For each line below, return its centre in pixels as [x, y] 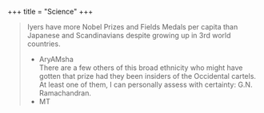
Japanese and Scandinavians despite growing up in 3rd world [129, 35]
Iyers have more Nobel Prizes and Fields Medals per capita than [132, 27]
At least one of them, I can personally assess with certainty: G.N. [146, 84]
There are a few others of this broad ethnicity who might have [141, 68]
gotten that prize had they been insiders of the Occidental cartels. [148, 76]
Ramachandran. [65, 93]
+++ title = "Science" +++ [50, 12]
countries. [44, 44]
